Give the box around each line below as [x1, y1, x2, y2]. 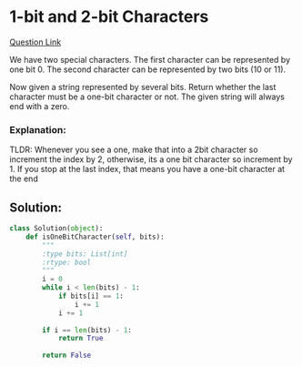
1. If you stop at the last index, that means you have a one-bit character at [9, 164, 285, 175]
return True [57, 334, 104, 343]
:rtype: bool [42, 258, 92, 267]
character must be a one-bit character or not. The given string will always [9, 91, 285, 102]
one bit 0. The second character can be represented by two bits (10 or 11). [9, 64, 287, 75]
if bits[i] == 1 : [57, 291, 125, 301]
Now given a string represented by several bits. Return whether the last [9, 81, 277, 92]
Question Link [9, 36, 62, 47]
